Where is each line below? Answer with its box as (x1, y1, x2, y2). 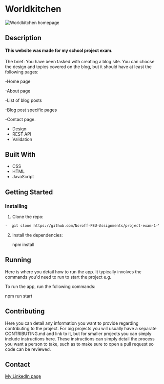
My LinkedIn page (5, 373, 41, 379)
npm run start (5, 293, 33, 299)
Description (5, 34, 41, 42)
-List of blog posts (5, 97, 42, 103)
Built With (5, 150, 36, 159)
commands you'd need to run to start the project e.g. (5, 274, 111, 280)
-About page (5, 88, 31, 94)
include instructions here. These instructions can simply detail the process (5, 336, 155, 341)
